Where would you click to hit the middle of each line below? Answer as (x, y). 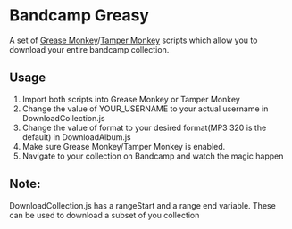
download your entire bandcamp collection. (89, 49)
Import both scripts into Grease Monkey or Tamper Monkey (131, 99)
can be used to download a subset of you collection (104, 215)
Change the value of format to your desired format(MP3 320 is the (144, 127)
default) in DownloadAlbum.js (76, 137)
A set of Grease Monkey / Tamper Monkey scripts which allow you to (133, 40)
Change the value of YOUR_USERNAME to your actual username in (145, 109)
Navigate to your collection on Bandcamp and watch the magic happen (153, 156)
